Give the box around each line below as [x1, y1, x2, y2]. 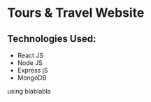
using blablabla [7, 87, 51, 95]
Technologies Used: [7, 33, 96, 45]
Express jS [17, 66, 48, 74]
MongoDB [17, 73, 47, 82]
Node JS [17, 59, 43, 67]
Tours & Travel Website [7, 5, 145, 21]
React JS [17, 51, 44, 59]
